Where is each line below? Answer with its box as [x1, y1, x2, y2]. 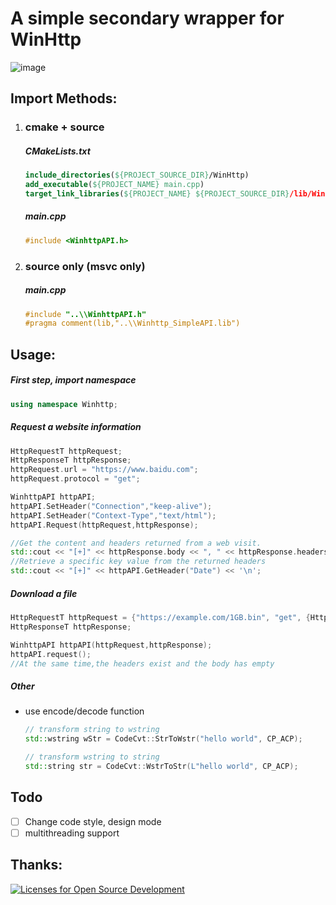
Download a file [10, 587, 78, 599]
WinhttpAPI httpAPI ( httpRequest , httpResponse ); [10, 640, 213, 650]
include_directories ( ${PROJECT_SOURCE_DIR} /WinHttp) [24, 170, 250, 181]
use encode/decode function [24, 705, 145, 717]
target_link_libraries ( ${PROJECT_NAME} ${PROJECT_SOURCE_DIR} [24, 188, 290, 199]
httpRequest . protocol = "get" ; [10, 474, 141, 484]
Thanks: [10, 857, 63, 874]
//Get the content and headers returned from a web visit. [10, 538, 262, 548]
